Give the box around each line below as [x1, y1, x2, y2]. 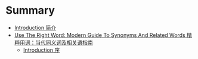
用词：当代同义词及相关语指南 [19, 39, 93, 46]
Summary [5, 4, 55, 17]
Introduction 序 [23, 46, 60, 54]
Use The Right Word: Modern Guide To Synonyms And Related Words [14, 31, 185, 39]
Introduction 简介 [14, 24, 57, 31]
